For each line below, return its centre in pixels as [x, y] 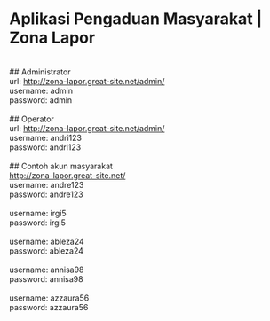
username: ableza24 [47, 241]
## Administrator [40, 72]
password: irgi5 [38, 223]
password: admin [41, 100]
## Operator [32, 119]
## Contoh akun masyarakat [61, 166]
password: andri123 [45, 147]
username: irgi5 [38, 213]
